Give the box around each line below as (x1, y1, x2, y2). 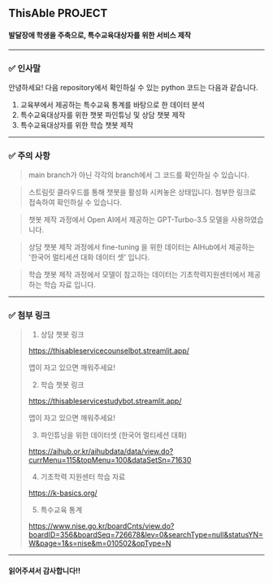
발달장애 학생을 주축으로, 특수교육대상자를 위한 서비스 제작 (8, 30, 192, 40)
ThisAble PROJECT (8, 7, 108, 20)
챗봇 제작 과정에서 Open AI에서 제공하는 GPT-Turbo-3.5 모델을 (28, 215, 229, 224)
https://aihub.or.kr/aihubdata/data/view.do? (28, 446, 174, 456)
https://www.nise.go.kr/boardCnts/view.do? (28, 521, 175, 531)
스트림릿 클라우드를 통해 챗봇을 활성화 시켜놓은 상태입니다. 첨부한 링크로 (28, 187, 257, 198)
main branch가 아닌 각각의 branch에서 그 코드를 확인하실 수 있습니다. (28, 170, 250, 180)
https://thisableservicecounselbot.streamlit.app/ (28, 346, 189, 356)
